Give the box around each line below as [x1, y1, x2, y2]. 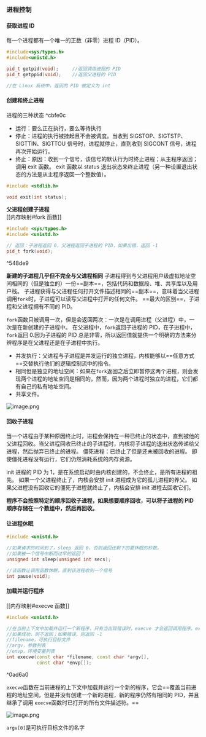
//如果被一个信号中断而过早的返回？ [6, 551, 85, 557]
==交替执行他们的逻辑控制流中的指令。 [15, 360, 115, 367]
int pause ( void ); [6, 573, 51, 579]
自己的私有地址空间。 [20, 382, 75, 390]
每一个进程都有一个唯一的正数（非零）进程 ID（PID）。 [6, 37, 143, 44]
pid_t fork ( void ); [6, 248, 53, 254]
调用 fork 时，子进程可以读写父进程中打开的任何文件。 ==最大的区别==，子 [6, 295, 194, 302]
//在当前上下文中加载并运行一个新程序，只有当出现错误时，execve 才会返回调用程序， [6, 625, 196, 631]
